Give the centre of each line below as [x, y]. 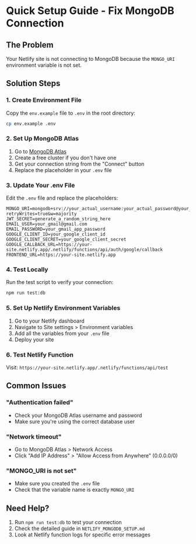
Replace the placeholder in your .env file [63, 170]
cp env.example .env [31, 124]
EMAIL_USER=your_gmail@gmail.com [47, 224]
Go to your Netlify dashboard [49, 321]
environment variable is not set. [44, 65]
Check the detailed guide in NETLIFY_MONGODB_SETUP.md [80, 529]
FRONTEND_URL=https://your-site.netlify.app [61, 255]
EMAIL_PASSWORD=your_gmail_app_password [56, 230]
